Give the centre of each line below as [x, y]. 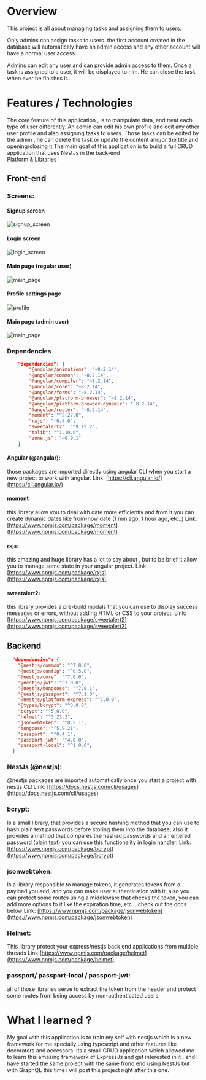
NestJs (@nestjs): [35, 767]
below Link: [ [23, 911]
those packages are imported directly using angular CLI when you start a [99, 471]
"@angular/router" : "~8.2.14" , [69, 410]
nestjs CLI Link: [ [28, 787]
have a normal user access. [42, 53]
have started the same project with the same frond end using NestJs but [98, 1063]
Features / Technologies [70, 103]
